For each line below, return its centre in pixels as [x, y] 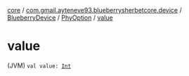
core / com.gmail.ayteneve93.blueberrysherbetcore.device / [95, 10]
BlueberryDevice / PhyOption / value [60, 18]
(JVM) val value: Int [39, 65]
